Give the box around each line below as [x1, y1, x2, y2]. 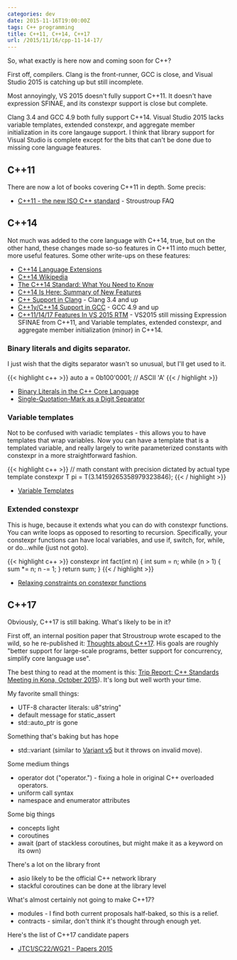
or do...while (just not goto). [7, 543, 89, 552]
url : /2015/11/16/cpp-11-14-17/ [7, 37, 103, 44]
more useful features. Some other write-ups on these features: [7, 251, 191, 260]
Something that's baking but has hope [7, 732, 119, 741]
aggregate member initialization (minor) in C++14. [17, 325, 163, 334]
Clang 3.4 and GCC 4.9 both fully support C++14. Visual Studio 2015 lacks [7, 113, 224, 122]
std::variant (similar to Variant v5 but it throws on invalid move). [17, 746, 202, 755]
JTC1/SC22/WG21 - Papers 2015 [17, 944, 113, 953]
